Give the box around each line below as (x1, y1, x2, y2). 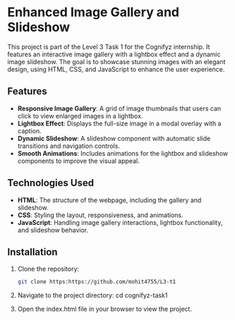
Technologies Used (7, 177, 94, 189)
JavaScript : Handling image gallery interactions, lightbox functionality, (17, 218, 223, 226)
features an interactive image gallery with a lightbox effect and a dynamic (7, 50, 221, 59)
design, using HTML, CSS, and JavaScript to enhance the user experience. (7, 65, 225, 73)
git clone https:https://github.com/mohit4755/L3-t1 (17, 278, 176, 285)
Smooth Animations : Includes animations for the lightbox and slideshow (17, 149, 228, 157)
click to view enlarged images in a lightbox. (17, 111, 143, 120)
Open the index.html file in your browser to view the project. (17, 304, 193, 314)
